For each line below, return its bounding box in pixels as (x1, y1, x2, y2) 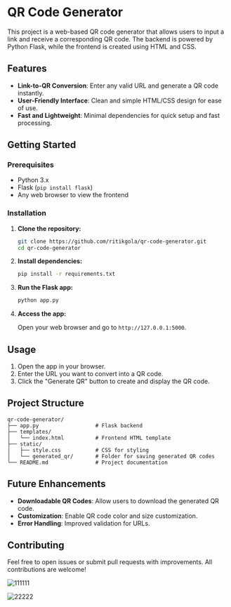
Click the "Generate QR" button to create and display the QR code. (17, 377, 210, 386)
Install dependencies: (17, 257, 83, 265)
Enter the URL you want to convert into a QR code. (17, 370, 164, 378)
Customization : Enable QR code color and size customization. (17, 512, 198, 520)
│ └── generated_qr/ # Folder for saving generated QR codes (7, 453, 216, 460)
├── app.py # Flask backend (7, 422, 143, 429)
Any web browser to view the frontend (17, 191, 128, 199)
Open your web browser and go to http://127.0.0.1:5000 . (17, 323, 187, 332)
